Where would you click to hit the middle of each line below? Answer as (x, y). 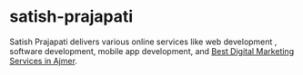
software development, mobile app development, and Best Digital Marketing (151, 51)
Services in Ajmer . (43, 61)
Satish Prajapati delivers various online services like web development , (143, 42)
